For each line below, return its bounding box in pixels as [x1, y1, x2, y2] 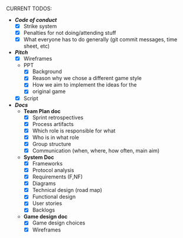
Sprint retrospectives [32, 114, 84, 121]
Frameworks [32, 160, 63, 167]
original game [32, 88, 66, 95]
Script [23, 94, 38, 102]
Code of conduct [14, 16, 57, 23]
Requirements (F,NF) [32, 173, 83, 180]
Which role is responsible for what [32, 127, 116, 134]
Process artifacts [32, 120, 74, 127]
